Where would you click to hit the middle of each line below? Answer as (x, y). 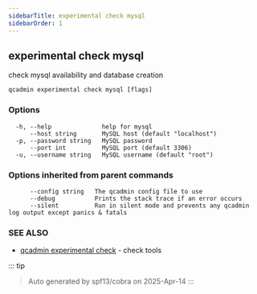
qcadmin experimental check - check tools (91, 251)
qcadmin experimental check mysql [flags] (80, 90)
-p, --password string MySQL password (84, 141)
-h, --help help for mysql (84, 127)
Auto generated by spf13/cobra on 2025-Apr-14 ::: (111, 281)
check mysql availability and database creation (86, 75)
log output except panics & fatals (68, 212)
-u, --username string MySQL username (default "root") (115, 155)
